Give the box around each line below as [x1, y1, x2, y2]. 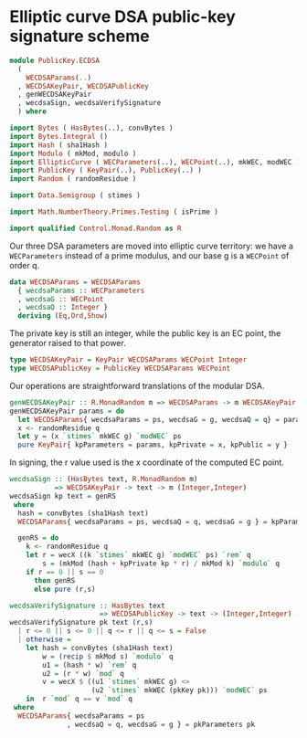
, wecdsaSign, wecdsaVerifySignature [17, 99, 162, 108]
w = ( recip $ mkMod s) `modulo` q [42, 651, 174, 661]
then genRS [33, 575, 76, 585]
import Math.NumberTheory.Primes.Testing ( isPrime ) [9, 207, 219, 216]
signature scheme [9, 26, 150, 47]
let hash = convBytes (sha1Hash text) [26, 643, 174, 652]
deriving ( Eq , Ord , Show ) [17, 311, 108, 321]
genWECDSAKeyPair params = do [9, 406, 125, 416]
